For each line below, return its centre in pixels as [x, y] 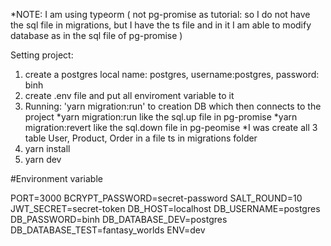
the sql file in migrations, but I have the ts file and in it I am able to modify [161, 25]
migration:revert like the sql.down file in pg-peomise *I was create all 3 [171, 127]
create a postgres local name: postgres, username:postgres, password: [172, 74]
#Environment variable [56, 178]
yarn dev [43, 159]
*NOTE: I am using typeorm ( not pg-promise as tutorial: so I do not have [160, 14]
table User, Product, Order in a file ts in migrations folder [141, 138]
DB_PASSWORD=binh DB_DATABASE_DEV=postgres [119, 219]
